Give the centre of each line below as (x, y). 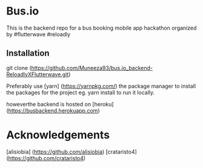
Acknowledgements (58, 135)
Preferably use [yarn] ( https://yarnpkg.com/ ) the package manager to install (101, 86)
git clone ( (19, 68)
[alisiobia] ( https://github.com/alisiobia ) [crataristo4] (72, 152)
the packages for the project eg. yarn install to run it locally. (81, 92)
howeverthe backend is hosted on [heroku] (60, 104)
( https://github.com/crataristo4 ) (46, 158)
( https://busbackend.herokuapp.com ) (53, 111)
